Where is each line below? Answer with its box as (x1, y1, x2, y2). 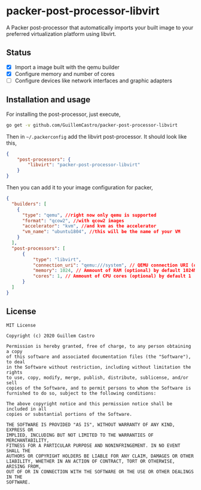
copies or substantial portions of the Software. (6, 411, 133, 417)
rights (6, 369, 23, 375)
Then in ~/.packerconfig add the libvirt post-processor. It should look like (6, 133, 187, 140)
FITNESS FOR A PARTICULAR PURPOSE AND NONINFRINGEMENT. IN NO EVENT (6, 442, 181, 449)
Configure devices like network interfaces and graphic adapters (14, 76, 172, 84)
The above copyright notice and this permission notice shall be (6, 400, 172, 407)
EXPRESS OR (6, 427, 33, 433)
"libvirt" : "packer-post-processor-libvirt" (28, 162, 141, 168)
